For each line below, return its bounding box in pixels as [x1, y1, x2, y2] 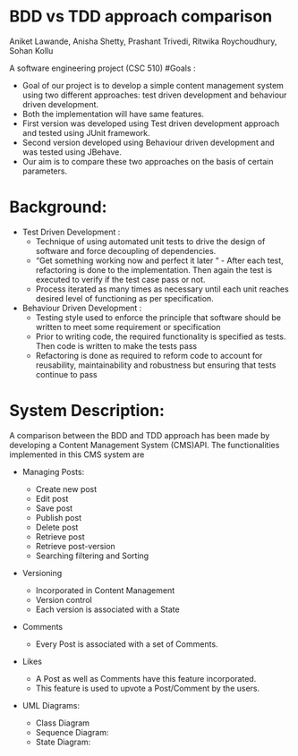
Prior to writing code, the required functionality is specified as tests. [35, 331, 286, 342]
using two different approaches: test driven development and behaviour [21, 89, 287, 100]
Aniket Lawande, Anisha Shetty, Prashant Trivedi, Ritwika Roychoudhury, [9, 36, 277, 47]
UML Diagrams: [21, 700, 81, 710]
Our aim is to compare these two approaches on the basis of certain [21, 156, 274, 166]
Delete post [35, 522, 79, 532]
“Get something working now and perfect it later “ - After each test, [35, 255, 284, 266]
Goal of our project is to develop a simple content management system [21, 80, 285, 90]
